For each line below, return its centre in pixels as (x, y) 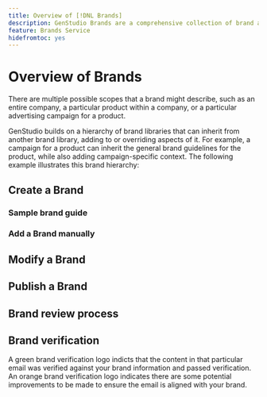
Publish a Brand (48, 287)
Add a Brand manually (52, 233)
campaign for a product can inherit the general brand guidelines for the (125, 148)
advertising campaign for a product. (67, 116)
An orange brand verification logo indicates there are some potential (120, 376)
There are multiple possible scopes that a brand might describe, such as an (132, 99)
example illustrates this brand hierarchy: (74, 165)
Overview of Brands (75, 77)
